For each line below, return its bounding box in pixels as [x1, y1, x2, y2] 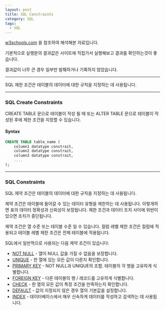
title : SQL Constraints [5, 12, 54, 17]
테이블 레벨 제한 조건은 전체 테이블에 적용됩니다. [18, 230, 110, 236]
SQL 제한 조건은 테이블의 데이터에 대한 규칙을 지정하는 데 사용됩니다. [5, 82, 137, 88]
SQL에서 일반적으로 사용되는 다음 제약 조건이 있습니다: [5, 240, 110, 246]
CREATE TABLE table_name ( [5, 139, 60, 144]
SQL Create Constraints [5, 99, 63, 106]
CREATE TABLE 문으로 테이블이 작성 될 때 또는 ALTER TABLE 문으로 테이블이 [5, 111, 154, 117]
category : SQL [5, 16, 34, 21]
